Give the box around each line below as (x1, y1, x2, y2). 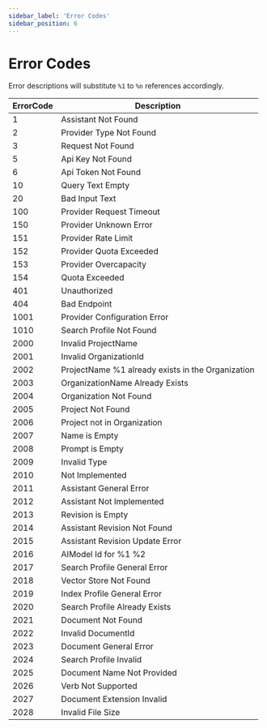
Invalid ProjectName (61, 338, 138, 349)
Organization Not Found (61, 391, 152, 402)
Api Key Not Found (61, 153, 132, 165)
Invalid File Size (61, 707, 121, 718)
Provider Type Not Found (61, 127, 156, 139)
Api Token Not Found (61, 167, 142, 178)
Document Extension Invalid (61, 694, 167, 705)
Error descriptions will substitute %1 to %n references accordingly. (8, 81, 224, 91)
